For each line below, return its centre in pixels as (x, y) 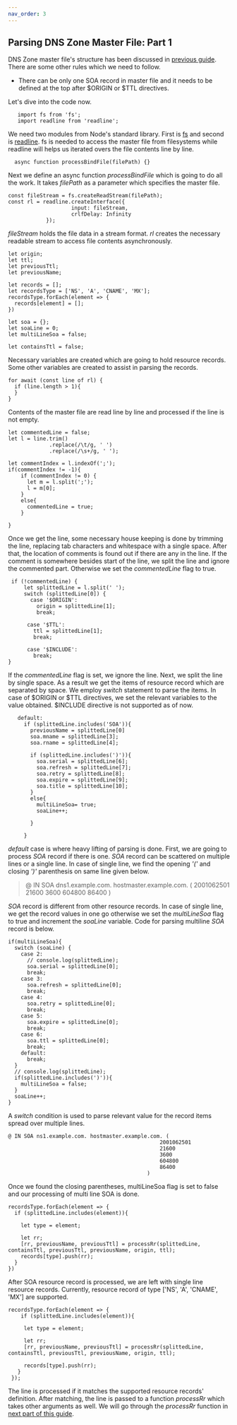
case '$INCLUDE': (52, 650)
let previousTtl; (34, 267)
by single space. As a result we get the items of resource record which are (116, 682)
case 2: (32, 954)
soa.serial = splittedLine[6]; (83, 762)
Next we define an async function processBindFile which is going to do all (115, 175)
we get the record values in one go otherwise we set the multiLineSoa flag (116, 914)
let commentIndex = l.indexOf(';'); (62, 464)
